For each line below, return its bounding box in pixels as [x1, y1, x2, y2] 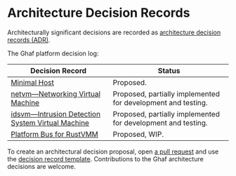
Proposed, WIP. [112, 129, 164, 139]
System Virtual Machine [11, 118, 90, 128]
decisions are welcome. [7, 162, 76, 170]
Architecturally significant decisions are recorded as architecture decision [7, 28, 221, 36]
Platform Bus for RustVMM [11, 129, 98, 139]
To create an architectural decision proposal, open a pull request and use [7, 147, 219, 156]
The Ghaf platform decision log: [7, 49, 99, 57]
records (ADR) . [7, 35, 51, 43]
